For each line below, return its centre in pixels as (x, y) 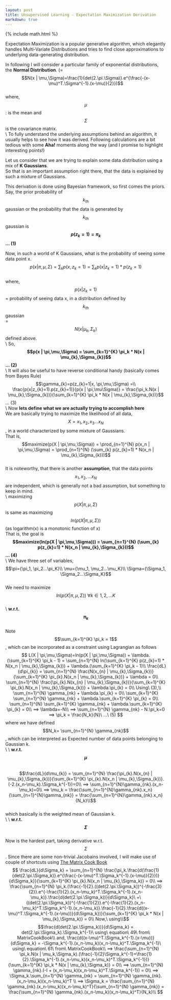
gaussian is (17, 226)
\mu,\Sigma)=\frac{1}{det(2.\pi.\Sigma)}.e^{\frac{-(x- (94, 78)
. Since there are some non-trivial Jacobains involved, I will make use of (81, 857)
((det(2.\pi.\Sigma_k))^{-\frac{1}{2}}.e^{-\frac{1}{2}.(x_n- (86, 903)
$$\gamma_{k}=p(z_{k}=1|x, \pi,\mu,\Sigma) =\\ (86, 384)
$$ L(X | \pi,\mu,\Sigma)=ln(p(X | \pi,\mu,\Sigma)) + (76, 655)
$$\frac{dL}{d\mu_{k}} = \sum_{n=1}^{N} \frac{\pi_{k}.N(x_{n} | (86, 773)
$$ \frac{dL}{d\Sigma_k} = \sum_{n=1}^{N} (58, 870)
